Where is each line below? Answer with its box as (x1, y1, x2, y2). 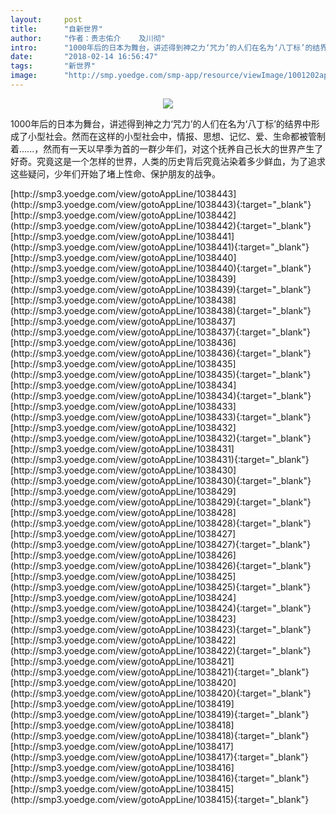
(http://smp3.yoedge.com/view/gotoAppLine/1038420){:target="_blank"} (10, 687, 312, 699)
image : (10, 71, 38, 81)
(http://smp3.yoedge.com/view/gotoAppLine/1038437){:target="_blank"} (10, 326, 311, 338)
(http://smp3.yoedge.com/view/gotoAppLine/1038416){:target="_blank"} (10, 772, 310, 784)
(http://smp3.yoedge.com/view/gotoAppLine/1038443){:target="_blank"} (10, 198, 312, 210)
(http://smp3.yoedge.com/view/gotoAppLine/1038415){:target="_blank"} (10, 793, 310, 805)
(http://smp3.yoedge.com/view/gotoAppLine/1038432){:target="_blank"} (10, 432, 312, 444)
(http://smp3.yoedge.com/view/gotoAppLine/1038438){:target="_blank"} (10, 304, 312, 316)
